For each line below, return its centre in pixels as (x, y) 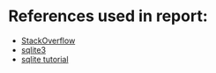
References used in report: (108, 16)
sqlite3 (33, 49)
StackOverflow (48, 40)
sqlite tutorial (45, 59)
